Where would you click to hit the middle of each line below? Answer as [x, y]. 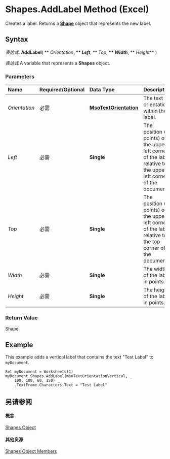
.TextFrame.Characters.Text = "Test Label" [61, 385]
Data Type [102, 90]
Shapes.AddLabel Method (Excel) [77, 9]
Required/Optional [62, 90]
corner [151, 248]
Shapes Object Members [31, 451]
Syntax [17, 39]
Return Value [22, 317]
